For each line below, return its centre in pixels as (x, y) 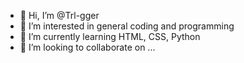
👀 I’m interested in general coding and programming (127, 26)
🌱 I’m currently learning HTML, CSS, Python (110, 36)
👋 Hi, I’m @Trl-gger (59, 15)
